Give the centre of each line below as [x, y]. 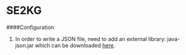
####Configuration [30, 27]
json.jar [24, 45]
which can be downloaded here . [75, 45]
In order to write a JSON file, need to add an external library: [90, 39]
